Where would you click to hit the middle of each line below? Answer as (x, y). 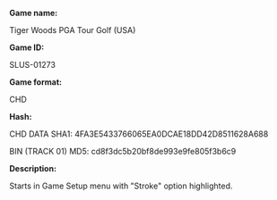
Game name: (34, 13)
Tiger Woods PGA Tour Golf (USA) (73, 30)
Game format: (36, 82)
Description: (33, 168)
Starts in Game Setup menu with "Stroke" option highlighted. (121, 186)
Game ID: (27, 47)
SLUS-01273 (33, 65)
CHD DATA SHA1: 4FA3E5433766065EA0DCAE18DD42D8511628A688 (139, 134)
